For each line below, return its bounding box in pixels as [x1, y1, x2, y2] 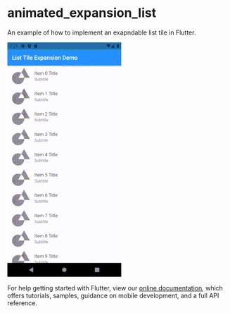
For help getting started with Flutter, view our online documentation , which [7, 283, 224, 292]
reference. [7, 298, 37, 307]
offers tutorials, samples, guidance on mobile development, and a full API [7, 291, 219, 300]
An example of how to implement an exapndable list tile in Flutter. [7, 28, 196, 37]
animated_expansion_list [7, 5, 157, 21]
